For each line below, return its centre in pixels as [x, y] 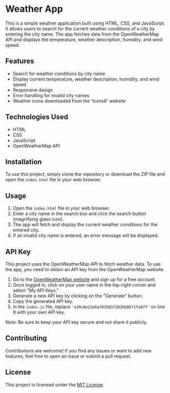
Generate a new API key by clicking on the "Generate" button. [78, 296]
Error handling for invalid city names [51, 95]
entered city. [26, 230]
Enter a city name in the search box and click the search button [79, 214]
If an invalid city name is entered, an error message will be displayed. [86, 236]
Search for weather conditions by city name [59, 73]
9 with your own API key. [39, 312]
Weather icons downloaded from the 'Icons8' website [69, 101]
